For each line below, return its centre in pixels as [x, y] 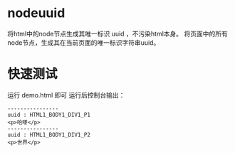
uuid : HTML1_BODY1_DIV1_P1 [49, 115]
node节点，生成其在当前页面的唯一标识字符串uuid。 [84, 42]
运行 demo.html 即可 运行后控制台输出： [66, 95]
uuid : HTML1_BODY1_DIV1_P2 [49, 134]
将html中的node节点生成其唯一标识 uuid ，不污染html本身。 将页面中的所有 [117, 33]
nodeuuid [36, 13]
